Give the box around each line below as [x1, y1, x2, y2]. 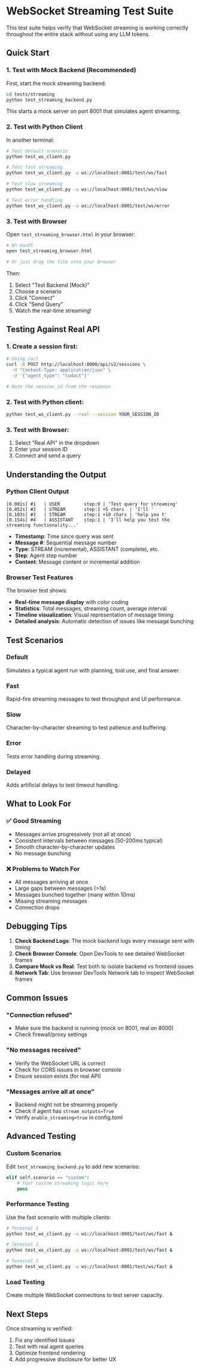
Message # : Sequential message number [14, 539, 117, 546]
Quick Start [6, 48, 50, 58]
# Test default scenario [6, 148, 68, 154]
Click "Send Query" [14, 300, 63, 308]
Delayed [6, 767, 31, 776]
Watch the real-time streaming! [14, 306, 92, 314]
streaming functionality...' [6, 522, 79, 528]
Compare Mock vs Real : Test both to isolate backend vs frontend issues [14, 963, 193, 970]
